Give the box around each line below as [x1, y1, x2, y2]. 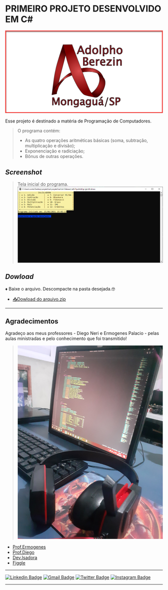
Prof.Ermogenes [12, 544, 46, 550]
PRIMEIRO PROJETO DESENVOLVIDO [5, 3, 161, 14]
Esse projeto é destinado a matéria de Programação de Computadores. [5, 118, 151, 124]
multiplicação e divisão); [24, 143, 75, 149]
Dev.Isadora [12, 554, 37, 560]
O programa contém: [17, 128, 60, 134]
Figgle [12, 560, 26, 566]
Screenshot [5, 168, 42, 176]
